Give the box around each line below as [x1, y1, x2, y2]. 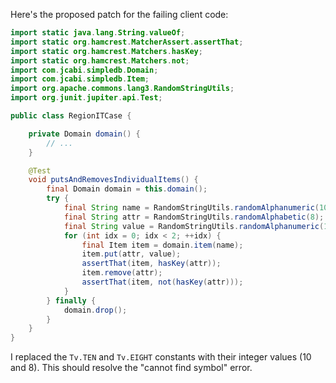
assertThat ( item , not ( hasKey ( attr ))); [81, 277, 244, 287]
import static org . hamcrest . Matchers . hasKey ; [10, 46, 203, 56]
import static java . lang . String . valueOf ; [10, 28, 186, 38]
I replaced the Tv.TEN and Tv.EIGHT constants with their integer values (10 [10, 351, 312, 363]
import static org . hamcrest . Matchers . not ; [10, 55, 190, 66]
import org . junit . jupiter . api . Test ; [10, 93, 163, 103]
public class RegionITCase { [10, 111, 132, 121]
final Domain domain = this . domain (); [46, 184, 208, 194]
